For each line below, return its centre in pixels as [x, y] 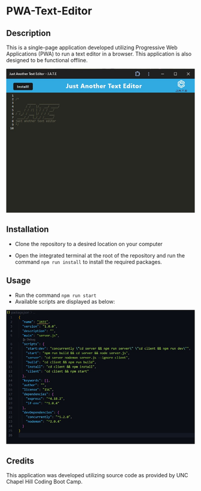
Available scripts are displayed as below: [65, 301]
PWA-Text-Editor [49, 11]
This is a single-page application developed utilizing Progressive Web [92, 47]
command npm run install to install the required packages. [89, 262]
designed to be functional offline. [47, 60]
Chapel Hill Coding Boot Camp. [44, 482]
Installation [28, 230]
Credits [20, 461]
